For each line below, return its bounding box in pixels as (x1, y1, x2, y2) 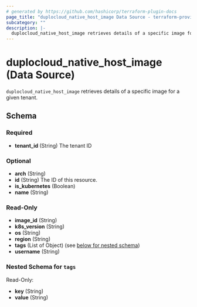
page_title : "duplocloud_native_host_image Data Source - (6, 14, 151, 20)
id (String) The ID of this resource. (14, 176, 98, 183)
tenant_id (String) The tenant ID (14, 142, 92, 149)
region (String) (14, 236, 51, 243)
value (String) (14, 293, 49, 301)
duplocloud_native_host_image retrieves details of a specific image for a (6, 88, 180, 95)
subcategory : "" (6, 19, 46, 25)
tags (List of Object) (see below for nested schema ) (14, 242, 140, 249)
